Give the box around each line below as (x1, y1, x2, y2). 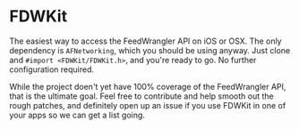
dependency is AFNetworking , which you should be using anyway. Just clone (9, 44, 291, 55)
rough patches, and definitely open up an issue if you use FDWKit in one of (9, 100, 286, 110)
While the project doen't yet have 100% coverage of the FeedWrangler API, (9, 81, 286, 92)
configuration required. (9, 64, 95, 75)
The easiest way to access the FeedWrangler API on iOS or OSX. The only (9, 36, 282, 46)
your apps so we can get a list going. (9, 109, 146, 120)
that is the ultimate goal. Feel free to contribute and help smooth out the (9, 91, 275, 101)
